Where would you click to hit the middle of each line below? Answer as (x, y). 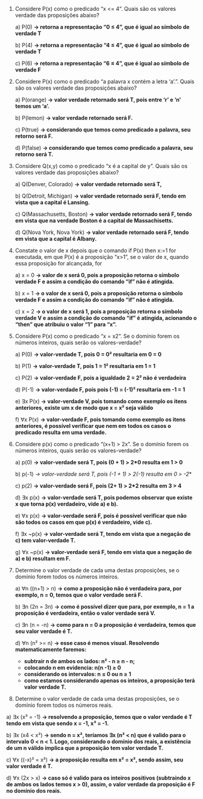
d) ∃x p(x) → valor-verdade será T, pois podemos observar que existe (104, 497)
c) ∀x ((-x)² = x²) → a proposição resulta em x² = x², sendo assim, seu (95, 760)
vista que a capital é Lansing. (52, 202)
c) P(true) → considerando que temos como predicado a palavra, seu (103, 129)
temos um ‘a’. (32, 106)
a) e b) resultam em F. (43, 558)
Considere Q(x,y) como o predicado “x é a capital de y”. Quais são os (101, 166)
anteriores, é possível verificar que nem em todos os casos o (93, 426)
